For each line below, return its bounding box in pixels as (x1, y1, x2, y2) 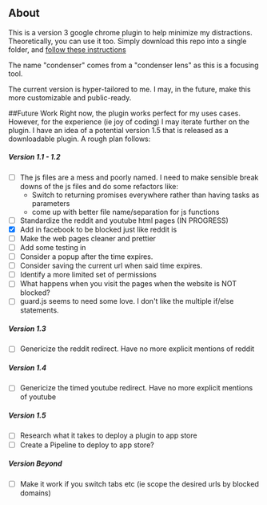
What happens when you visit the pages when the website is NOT (19, 279, 237, 289)
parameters (31, 198, 70, 208)
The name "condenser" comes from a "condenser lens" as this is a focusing (8, 60, 259, 70)
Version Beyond (8, 459, 62, 468)
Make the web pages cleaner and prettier (19, 233, 156, 243)
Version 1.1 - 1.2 (8, 152, 62, 162)
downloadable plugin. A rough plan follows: (8, 134, 151, 143)
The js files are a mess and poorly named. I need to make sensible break (19, 172, 259, 182)
